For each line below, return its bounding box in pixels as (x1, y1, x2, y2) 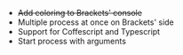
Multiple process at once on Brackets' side (17, 17, 175, 27)
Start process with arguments (17, 35, 127, 46)
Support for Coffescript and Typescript (17, 27, 161, 36)
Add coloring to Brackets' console (17, 8, 142, 18)
